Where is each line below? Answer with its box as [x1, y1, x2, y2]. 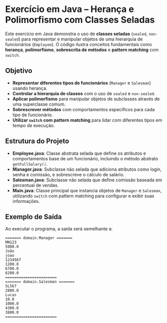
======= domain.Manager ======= [5, 235, 72, 241]
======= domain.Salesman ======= [5, 279, 75, 284]
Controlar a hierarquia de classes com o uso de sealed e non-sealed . [12, 90, 156, 96]
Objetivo [5, 67, 32, 75]
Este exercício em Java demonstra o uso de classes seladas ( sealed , [5, 31, 148, 37]
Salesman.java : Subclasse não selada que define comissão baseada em [12, 177, 162, 183]
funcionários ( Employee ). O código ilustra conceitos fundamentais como [5, 41, 152, 47]
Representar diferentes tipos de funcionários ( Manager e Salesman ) [12, 80, 151, 86]
